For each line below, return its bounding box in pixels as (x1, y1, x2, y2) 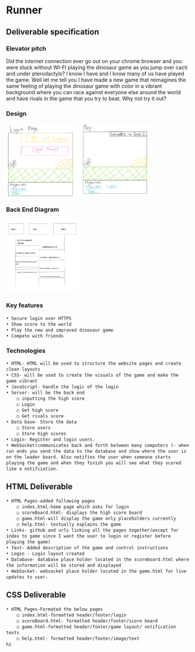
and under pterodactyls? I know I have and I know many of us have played (6, 70, 184, 77)
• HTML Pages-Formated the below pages (6, 606, 103, 612)
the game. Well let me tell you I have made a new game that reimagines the (6, 76, 186, 83)
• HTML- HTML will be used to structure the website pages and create (6, 361, 182, 366)
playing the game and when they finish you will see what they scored (6, 460, 182, 466)
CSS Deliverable (6, 590, 66, 600)
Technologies (6, 346, 46, 355)
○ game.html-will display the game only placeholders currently (16, 516, 176, 521)
